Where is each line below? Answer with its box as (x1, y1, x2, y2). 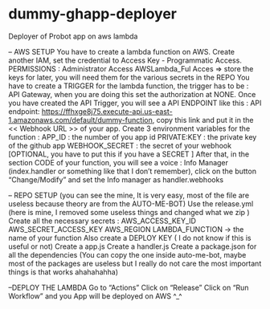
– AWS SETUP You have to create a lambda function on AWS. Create (8, 47, 235, 56)
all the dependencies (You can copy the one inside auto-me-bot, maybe (8, 250, 247, 259)
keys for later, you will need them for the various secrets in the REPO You (8, 72, 251, 82)
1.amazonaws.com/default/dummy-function (8, 115, 153, 124)
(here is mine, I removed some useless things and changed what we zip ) (8, 207, 251, 217)
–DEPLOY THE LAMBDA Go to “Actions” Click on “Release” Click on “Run (8, 283, 249, 292)
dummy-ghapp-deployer (8, 5, 178, 23)
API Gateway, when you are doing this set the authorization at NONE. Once (8, 89, 256, 99)
